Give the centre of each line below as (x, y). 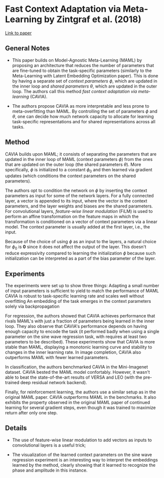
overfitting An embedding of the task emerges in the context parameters (78, 301)
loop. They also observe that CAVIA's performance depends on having (76, 326)
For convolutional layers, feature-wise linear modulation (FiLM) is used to (79, 211)
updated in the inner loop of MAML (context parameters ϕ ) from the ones (79, 159)
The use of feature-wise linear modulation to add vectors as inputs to (82, 440)
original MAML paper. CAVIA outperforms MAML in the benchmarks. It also (81, 397)
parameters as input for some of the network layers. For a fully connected (80, 196)
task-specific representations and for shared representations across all (84, 121)
